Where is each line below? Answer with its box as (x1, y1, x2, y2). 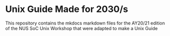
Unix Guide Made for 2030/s (5, 3, 129, 15)
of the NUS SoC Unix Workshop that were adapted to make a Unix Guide (5, 25, 158, 31)
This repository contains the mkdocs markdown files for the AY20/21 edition (5, 20, 165, 26)
